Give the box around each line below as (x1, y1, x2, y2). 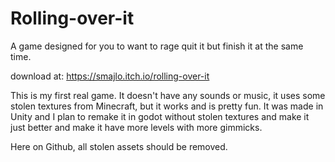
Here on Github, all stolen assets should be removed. (10, 140, 228, 152)
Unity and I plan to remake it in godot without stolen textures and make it (10, 110, 310, 122)
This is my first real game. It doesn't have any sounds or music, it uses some (10, 89, 326, 101)
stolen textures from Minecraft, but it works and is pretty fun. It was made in (10, 100, 324, 112)
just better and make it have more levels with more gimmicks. (10, 121, 263, 133)
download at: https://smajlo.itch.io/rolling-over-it (10, 70, 210, 82)
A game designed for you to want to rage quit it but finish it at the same (10, 40, 304, 52)
